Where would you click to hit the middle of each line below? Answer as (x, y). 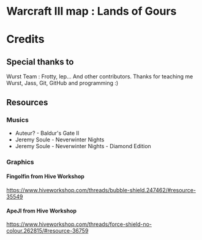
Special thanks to (40, 62)
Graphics (20, 162)
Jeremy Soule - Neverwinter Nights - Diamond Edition (83, 146)
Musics (17, 119)
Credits (25, 39)
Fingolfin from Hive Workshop (45, 176)
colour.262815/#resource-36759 (47, 231)
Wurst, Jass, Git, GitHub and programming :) (62, 83)
